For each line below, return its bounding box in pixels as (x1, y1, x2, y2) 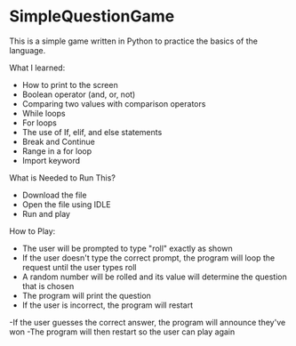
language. (9, 44, 46, 55)
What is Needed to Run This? (9, 172, 116, 183)
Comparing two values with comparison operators (21, 98, 206, 109)
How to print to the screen (21, 79, 118, 90)
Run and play (21, 208, 71, 219)
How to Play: (9, 225, 56, 237)
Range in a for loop (21, 145, 92, 157)
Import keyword (21, 155, 81, 165)
